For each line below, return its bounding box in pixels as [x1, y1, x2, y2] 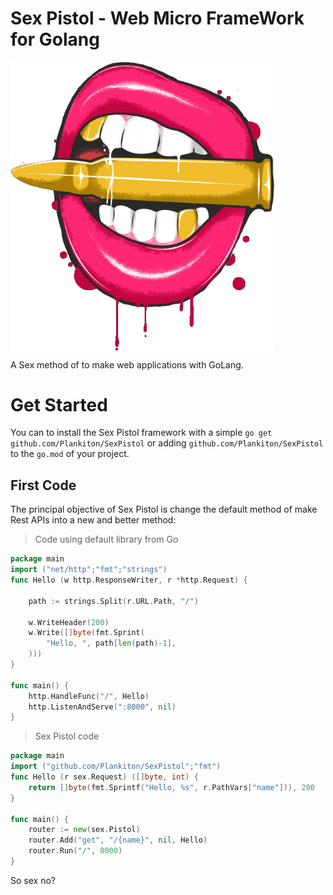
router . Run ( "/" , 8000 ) [28, 846, 123, 856]
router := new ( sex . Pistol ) [28, 825, 141, 835]
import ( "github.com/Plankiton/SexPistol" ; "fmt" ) [10, 762, 222, 772]
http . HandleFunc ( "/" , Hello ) [28, 691, 150, 701]
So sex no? [10, 874, 56, 886]
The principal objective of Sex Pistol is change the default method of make [10, 503, 318, 516]
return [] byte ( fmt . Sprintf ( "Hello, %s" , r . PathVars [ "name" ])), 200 [28, 782, 315, 792]
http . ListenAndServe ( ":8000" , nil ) [28, 702, 177, 712]
